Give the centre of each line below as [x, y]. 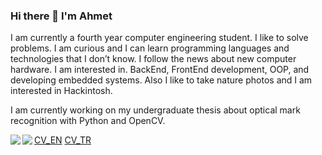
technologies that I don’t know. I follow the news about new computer [153, 59]
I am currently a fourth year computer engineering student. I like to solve [159, 38]
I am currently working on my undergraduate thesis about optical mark [155, 110]
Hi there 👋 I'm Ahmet [61, 16]
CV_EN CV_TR [63, 140]
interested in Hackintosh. [61, 91]
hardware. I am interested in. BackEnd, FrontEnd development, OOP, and [160, 70]
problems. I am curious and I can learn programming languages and [150, 48]
